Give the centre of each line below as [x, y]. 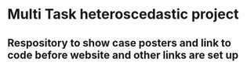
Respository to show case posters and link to [120, 43]
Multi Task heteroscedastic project [123, 14]
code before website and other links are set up [123, 55]
